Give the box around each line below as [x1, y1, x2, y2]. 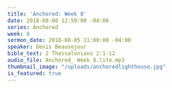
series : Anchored [7, 23, 59, 31]
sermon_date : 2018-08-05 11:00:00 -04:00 [7, 37, 132, 44]
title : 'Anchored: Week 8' [7, 10, 87, 18]
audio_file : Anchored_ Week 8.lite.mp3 [7, 57, 125, 64]
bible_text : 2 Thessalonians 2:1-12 [7, 50, 115, 57]
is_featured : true [7, 70, 62, 77]
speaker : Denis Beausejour [7, 43, 87, 50]
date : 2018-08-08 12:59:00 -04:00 [7, 17, 110, 24]
